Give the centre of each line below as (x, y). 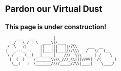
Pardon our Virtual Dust (54, 9)
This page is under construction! (56, 27)
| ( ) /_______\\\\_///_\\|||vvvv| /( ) (63, 59)
